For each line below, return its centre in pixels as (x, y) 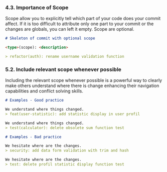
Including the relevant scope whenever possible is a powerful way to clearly (83, 80)
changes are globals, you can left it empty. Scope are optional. (70, 29)
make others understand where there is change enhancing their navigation (82, 86)
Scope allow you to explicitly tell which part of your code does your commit (83, 19)
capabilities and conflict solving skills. (44, 91)
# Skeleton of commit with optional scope (50, 38)
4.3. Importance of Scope (37, 8)
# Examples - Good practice (35, 100)
